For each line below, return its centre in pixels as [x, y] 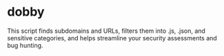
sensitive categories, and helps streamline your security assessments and [112, 38]
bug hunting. [25, 45]
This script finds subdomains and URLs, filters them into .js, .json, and [106, 31]
